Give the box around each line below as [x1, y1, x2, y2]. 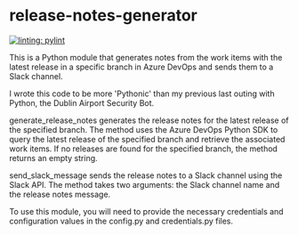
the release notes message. [9, 189, 111, 199]
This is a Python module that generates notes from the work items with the [9, 52, 283, 62]
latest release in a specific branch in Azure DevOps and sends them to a [9, 61, 274, 72]
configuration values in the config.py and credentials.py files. [9, 215, 234, 226]
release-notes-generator [9, 5, 198, 26]
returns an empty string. [9, 152, 98, 163]
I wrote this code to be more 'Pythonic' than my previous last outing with [9, 88, 275, 99]
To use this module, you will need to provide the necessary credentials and [9, 206, 284, 216]
